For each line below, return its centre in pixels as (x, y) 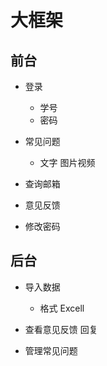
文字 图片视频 (67, 162)
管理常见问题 (51, 350)
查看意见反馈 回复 (61, 329)
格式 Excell (62, 308)
